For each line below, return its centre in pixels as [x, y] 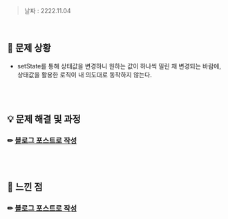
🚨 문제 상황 [29, 48]
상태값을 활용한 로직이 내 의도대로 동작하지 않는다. [84, 75]
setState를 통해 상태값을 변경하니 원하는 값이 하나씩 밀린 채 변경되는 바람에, [119, 66]
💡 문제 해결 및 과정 [44, 119]
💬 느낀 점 [25, 187]
